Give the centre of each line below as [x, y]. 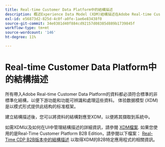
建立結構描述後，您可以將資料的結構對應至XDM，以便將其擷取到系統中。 [79, 117]
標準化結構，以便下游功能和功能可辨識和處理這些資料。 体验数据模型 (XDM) [82, 100]
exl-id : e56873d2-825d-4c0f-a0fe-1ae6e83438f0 [54, 19]
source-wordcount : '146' [30, 32]
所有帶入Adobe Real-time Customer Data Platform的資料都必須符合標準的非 [82, 94]
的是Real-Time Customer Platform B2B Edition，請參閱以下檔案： [75, 133]
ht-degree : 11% [21, 37]
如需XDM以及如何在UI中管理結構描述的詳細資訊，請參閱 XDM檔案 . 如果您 [79, 127]
